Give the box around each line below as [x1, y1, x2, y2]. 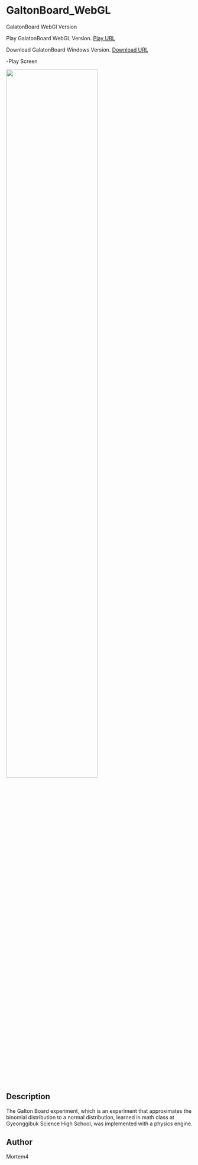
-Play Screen [6, 58, 38, 65]
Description [6, 1091, 50, 1102]
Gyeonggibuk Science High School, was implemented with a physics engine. [6, 1120, 193, 1127]
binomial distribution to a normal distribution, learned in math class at [6, 1113, 174, 1121]
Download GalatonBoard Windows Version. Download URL [6, 46, 149, 53]
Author [6, 1137, 33, 1147]
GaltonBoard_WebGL [6, 4, 111, 17]
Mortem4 [6, 1153, 29, 1160]
